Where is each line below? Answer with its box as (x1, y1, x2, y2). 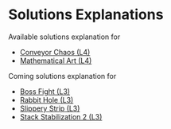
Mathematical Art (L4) (19, 56, 92, 65)
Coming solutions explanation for (8, 71, 117, 80)
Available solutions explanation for (8, 32, 121, 41)
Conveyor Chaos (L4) (19, 47, 91, 57)
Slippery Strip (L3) (19, 104, 80, 113)
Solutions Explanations (8, 6, 164, 24)
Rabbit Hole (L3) (19, 95, 74, 104)
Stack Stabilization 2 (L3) (19, 111, 103, 121)
